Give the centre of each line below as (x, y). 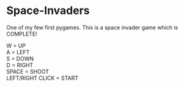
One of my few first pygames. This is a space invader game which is (92, 27)
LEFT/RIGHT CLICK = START (42, 78)
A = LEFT (18, 52)
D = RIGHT (20, 65)
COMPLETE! (22, 33)
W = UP (16, 46)
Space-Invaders (48, 11)
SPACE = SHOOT (28, 71)
